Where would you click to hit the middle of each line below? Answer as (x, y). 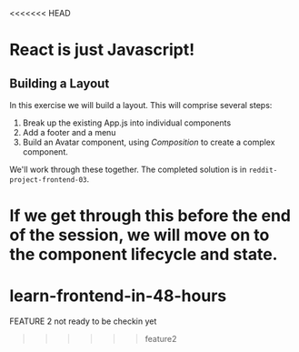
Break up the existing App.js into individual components (127, 123)
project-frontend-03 (49, 180)
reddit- (263, 170)
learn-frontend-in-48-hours (118, 296)
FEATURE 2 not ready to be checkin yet (83, 321)
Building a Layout (60, 83)
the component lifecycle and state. (144, 255)
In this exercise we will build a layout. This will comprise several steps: (141, 105)
